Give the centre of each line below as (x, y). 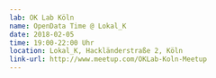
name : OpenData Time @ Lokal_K (68, 26)
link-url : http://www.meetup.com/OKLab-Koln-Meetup (108, 59)
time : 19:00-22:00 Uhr (52, 43)
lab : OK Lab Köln (42, 17)
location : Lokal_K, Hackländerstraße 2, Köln (96, 51)
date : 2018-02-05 (42, 34)
